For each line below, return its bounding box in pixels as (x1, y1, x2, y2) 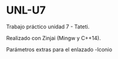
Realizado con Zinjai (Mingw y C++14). (6, 34, 101, 41)
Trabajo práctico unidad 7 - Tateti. (6, 23, 90, 30)
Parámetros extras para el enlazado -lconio (6, 45, 113, 53)
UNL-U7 (6, 4, 46, 17)
